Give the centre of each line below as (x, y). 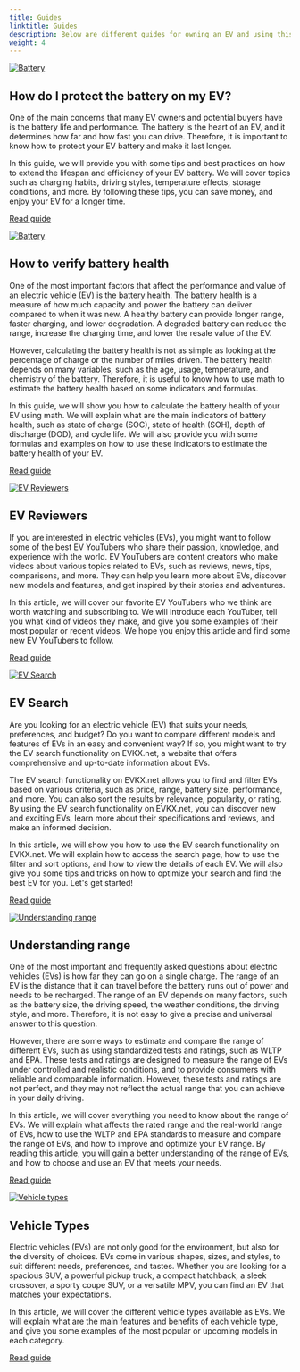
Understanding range (70, 945)
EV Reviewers (48, 516)
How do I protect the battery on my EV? (121, 96)
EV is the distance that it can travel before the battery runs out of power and (149, 986)
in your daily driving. (47, 1098)
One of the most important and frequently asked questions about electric (144, 967)
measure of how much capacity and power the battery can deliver (131, 304)
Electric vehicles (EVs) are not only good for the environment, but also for (144, 1247)
